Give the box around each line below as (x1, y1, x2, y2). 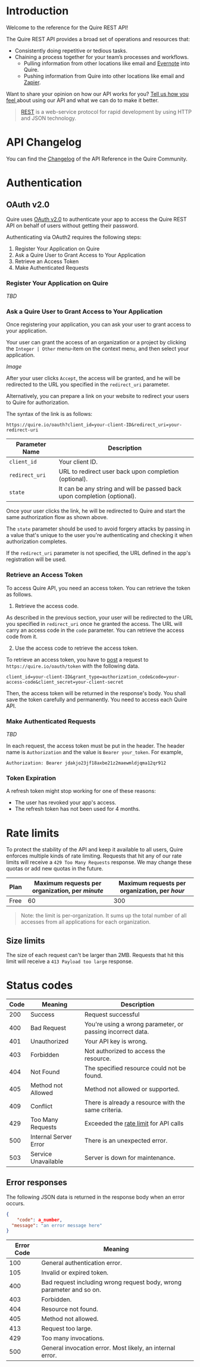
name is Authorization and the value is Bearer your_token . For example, (6, 749, 183, 756)
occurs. (6, 1199, 25, 1206)
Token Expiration (6, 774, 57, 782)
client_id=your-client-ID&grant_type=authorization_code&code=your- (6, 674, 180, 680)
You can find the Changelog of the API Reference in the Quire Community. (6, 155, 187, 162)
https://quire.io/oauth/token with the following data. (6, 662, 140, 669)
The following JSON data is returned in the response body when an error (6, 1193, 185, 1201)
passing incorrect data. (84, 1027, 149, 1036)
